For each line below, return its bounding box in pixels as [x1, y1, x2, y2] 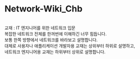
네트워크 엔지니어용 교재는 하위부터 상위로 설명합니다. [4, 49, 106, 55]
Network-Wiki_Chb [4, 3, 83, 14]
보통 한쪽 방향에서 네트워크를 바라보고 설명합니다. [4, 37, 98, 43]
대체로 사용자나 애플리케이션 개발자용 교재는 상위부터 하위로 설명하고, [4, 43, 135, 48]
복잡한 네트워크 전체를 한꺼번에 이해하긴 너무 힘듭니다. [4, 31, 107, 36]
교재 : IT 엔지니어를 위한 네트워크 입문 [4, 25, 76, 31]
